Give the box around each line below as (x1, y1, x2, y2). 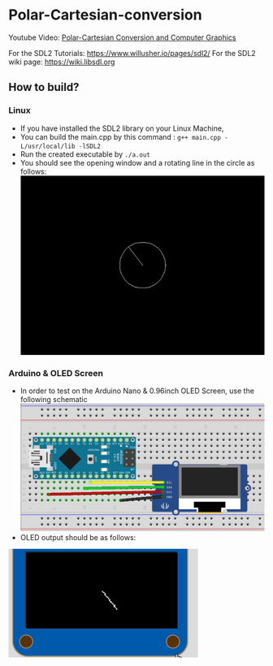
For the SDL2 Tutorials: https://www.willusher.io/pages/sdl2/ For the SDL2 (8, 48, 256, 58)
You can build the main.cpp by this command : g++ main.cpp (19, 132, 222, 141)
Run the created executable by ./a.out (19, 149, 150, 159)
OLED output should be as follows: (19, 532, 136, 542)
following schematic (19, 394, 88, 404)
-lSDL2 (78, 142, 102, 150)
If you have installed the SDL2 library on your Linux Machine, (19, 123, 224, 133)
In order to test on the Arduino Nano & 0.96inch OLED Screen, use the (19, 386, 254, 396)
